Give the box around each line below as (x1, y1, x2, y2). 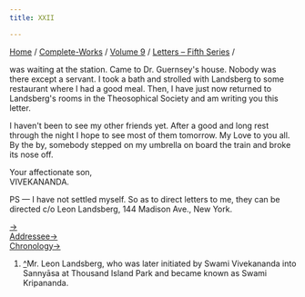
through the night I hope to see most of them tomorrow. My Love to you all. (9, 129, 290, 141)
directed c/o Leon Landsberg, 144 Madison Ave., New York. (9, 203, 233, 214)
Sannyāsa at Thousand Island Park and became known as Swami (22, 267, 267, 278)
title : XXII (9, 13, 55, 23)
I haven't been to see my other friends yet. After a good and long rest (9, 120, 269, 131)
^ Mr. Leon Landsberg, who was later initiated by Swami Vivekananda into (22, 258, 297, 269)
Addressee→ (9, 231, 58, 242)
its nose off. (9, 149, 54, 160)
